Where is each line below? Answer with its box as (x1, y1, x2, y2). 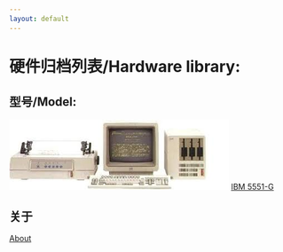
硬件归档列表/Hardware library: (9, 56, 241, 76)
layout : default (9, 14, 69, 23)
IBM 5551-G (230, 181, 274, 192)
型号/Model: (9, 94, 77, 110)
